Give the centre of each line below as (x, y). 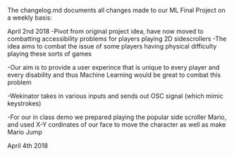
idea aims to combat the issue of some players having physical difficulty (112, 46)
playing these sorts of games (50, 54)
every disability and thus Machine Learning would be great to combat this (114, 75)
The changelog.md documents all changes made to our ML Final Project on (116, 10)
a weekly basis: (30, 18)
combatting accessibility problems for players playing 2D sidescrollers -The (117, 39)
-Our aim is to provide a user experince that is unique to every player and (113, 67)
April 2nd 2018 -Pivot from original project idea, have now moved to (106, 31)
